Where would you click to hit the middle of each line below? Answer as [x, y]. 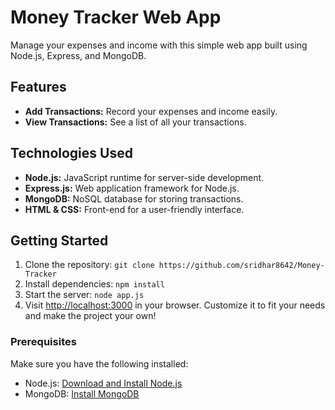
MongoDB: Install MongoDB [82, 393]
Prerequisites [43, 342]
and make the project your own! [90, 316]
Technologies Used [71, 153]
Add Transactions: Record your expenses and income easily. [151, 111]
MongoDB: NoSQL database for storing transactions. [134, 198]
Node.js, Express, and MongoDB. [78, 55]
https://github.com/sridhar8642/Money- [241, 266]
